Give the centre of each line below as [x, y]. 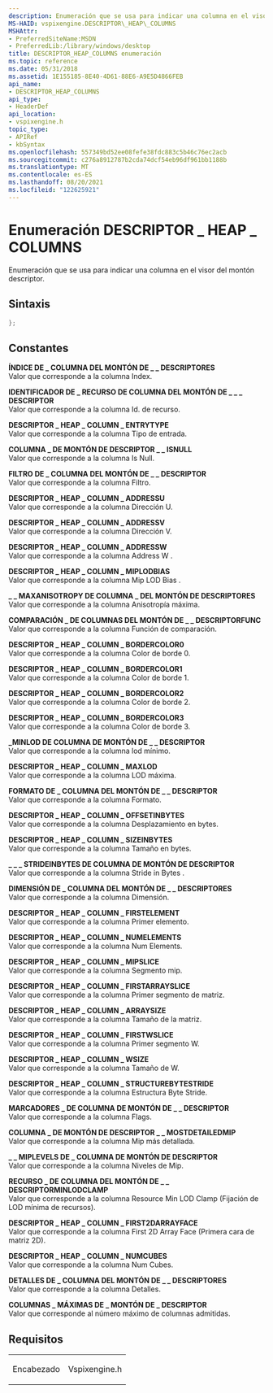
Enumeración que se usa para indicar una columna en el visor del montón [131, 270]
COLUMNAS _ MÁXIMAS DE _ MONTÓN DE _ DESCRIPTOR [108, 1305]
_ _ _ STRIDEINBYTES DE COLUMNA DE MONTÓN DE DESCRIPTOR [121, 864]
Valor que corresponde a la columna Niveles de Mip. [96, 1166]
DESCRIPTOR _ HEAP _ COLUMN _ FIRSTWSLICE [91, 1035]
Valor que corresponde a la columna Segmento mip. [95, 971]
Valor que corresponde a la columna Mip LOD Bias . [95, 580]
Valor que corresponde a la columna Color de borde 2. [100, 702]
